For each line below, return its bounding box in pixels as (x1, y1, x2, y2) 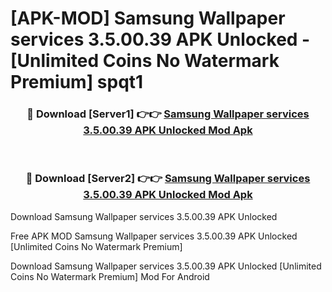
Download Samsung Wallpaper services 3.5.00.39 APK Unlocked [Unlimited (10, 260, 322, 272)
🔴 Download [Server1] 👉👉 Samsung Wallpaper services (26, 107, 310, 121)
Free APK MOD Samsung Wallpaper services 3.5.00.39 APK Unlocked (10, 230, 298, 242)
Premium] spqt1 (10, 71, 144, 94)
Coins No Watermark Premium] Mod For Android (10, 270, 210, 282)
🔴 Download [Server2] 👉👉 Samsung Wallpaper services (25, 172, 311, 186)
